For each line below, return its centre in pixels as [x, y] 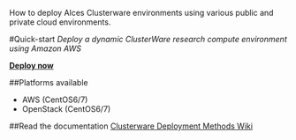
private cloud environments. [60, 22]
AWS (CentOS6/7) [55, 99]
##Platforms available [49, 82]
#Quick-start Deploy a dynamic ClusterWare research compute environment [148, 39]
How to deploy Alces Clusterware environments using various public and [141, 13]
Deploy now [32, 66]
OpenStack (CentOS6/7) [66, 109]
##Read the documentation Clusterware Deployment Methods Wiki [131, 126]
